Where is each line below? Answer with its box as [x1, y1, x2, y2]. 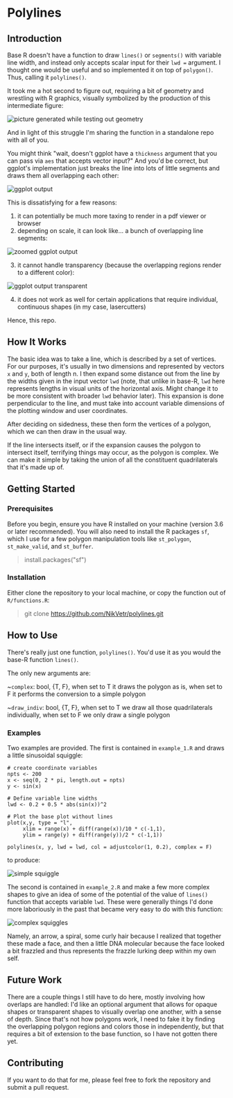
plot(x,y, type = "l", [7, 819, 73, 826]
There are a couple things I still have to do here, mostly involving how [7, 992, 206, 1001]
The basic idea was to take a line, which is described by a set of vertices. [7, 355, 216, 363]
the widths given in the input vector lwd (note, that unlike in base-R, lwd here [7, 377, 225, 385]
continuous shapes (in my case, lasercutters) [17, 302, 146, 311]
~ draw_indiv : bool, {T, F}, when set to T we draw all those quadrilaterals [7, 703, 213, 711]
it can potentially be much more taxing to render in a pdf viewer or [17, 212, 207, 220]
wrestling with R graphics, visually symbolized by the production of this [7, 94, 211, 102]
